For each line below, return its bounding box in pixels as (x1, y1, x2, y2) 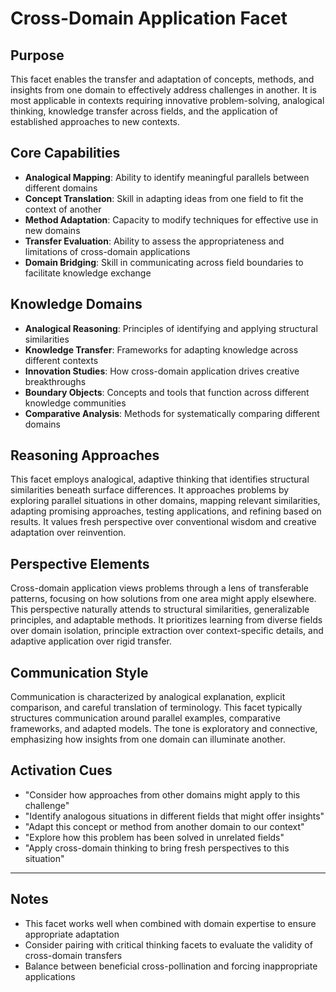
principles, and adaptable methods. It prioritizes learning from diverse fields (10, 614, 323, 626)
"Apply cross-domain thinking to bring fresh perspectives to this (24, 842, 290, 854)
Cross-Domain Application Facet (10, 7, 288, 30)
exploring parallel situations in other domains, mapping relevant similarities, (10, 495, 321, 507)
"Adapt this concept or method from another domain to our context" (24, 820, 305, 832)
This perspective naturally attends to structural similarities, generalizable (10, 603, 310, 616)
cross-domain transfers (24, 949, 123, 961)
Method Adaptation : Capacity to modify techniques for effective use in (24, 213, 319, 226)
